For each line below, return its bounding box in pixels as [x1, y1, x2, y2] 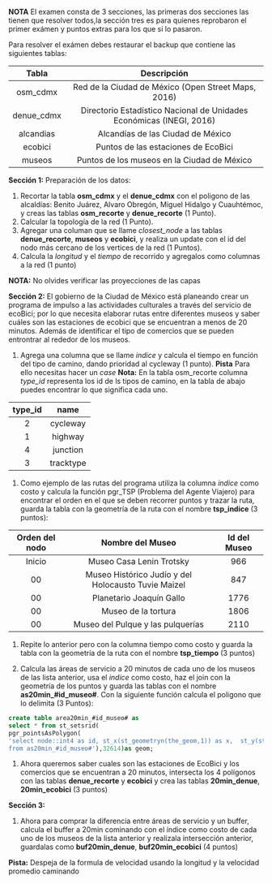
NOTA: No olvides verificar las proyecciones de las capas [8, 276, 201, 285]
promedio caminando [8, 866, 79, 876]
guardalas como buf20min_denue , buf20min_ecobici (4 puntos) [19, 842, 239, 852]
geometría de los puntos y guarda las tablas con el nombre [19, 681, 217, 691]
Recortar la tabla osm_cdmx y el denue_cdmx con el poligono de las [19, 191, 251, 201]
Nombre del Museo [100, 537, 176, 548]
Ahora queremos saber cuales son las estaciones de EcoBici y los [19, 759, 240, 769]
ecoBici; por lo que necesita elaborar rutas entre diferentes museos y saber [8, 308, 261, 318]
